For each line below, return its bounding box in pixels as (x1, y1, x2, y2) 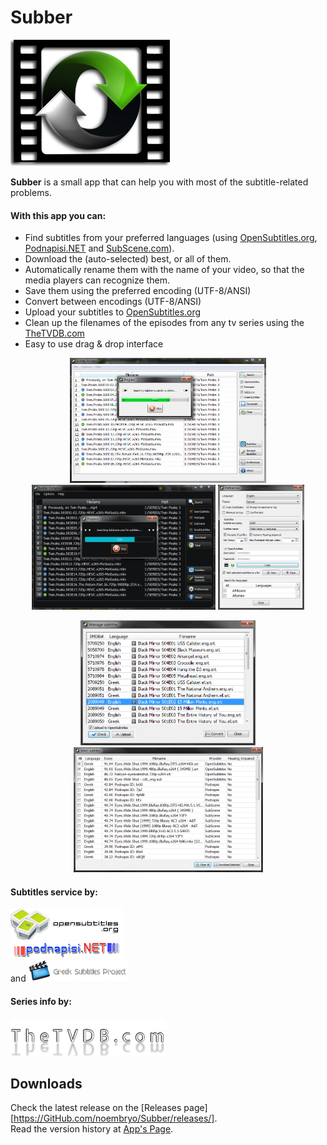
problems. (10, 186, 52, 198)
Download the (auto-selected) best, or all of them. (24, 253, 232, 265)
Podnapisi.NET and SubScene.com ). (24, 242, 175, 255)
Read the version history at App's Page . (10, 1123, 174, 1135)
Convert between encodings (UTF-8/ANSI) (24, 296, 202, 308)
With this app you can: (10, 209, 107, 221)
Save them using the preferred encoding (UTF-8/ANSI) (24, 285, 252, 297)
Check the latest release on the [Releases (10, 1102, 182, 1114)
